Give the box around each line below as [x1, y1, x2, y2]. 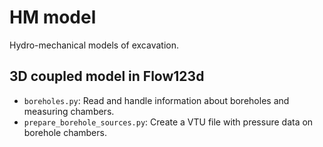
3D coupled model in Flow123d [9, 68, 205, 85]
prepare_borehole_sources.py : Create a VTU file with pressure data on [23, 116, 314, 128]
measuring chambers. [23, 105, 115, 117]
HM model [9, 6, 97, 29]
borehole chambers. [23, 126, 107, 138]
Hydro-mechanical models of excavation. [9, 39, 179, 51]
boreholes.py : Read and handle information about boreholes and [23, 94, 290, 106]
